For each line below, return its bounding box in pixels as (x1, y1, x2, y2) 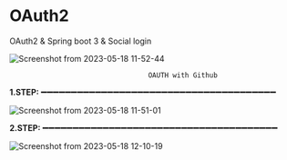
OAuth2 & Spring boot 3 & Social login (9, 35, 152, 46)
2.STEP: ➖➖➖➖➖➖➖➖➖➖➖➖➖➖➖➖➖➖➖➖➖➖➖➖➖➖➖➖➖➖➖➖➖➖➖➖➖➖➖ (9, 122, 278, 133)
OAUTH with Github (148, 70, 219, 80)
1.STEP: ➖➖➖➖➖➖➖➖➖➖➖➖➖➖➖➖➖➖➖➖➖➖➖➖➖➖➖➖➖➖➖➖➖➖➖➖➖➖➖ (9, 86, 276, 97)
